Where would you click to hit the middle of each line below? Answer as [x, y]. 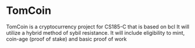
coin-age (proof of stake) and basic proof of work [67, 39]
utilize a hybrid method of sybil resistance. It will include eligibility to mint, [95, 32]
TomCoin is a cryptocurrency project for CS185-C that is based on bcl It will [98, 27]
